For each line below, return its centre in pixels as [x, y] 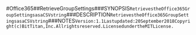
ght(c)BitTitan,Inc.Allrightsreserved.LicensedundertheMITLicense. [90, 26]
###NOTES [61, 21]
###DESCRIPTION [88, 15]
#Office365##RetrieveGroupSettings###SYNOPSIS [68, 8]
